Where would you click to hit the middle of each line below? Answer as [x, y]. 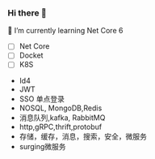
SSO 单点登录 [42, 99]
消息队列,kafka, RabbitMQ [62, 118]
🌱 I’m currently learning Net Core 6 [65, 31]
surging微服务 [42, 147]
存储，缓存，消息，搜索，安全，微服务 [83, 136]
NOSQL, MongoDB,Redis [61, 108]
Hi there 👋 [27, 13]
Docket [31, 55]
